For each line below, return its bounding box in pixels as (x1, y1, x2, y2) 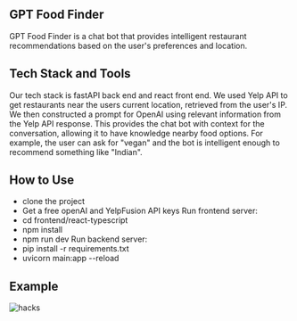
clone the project (21, 196, 86, 207)
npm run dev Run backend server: (21, 234, 148, 244)
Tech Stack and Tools (9, 66, 131, 81)
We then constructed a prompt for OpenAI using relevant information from (9, 109, 281, 119)
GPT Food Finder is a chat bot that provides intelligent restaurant (9, 30, 247, 41)
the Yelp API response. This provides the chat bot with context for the (9, 118, 265, 128)
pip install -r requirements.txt (21, 243, 129, 254)
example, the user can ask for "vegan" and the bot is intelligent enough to (9, 137, 281, 148)
